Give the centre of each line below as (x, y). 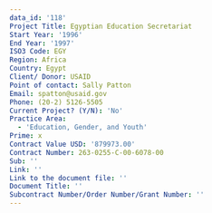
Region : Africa (38, 60)
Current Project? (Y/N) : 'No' (67, 111)
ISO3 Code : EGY (38, 52)
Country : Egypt (38, 69)
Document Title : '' (46, 187)
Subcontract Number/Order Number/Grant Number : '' (107, 195)
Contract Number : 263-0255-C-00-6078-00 (87, 152)
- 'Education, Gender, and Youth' (82, 128)
